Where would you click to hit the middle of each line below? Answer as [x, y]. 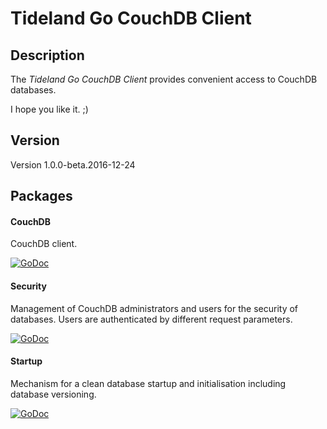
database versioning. [53, 394]
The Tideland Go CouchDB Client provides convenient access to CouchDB [164, 79]
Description [47, 55]
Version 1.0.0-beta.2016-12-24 [73, 164]
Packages [41, 196]
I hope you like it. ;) [49, 109]
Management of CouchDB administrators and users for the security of [154, 308]
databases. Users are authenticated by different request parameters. [151, 319]
